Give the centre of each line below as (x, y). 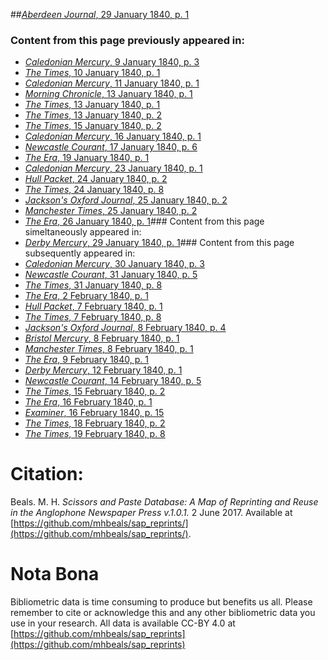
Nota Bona (55, 574)
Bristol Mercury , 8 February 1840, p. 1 (102, 338)
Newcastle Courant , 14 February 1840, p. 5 (113, 381)
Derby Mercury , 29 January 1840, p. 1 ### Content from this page (159, 243)
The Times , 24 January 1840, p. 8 (94, 190)
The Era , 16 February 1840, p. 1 (88, 402)
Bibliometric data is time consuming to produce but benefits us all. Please (161, 602)
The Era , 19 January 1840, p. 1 (87, 158)
